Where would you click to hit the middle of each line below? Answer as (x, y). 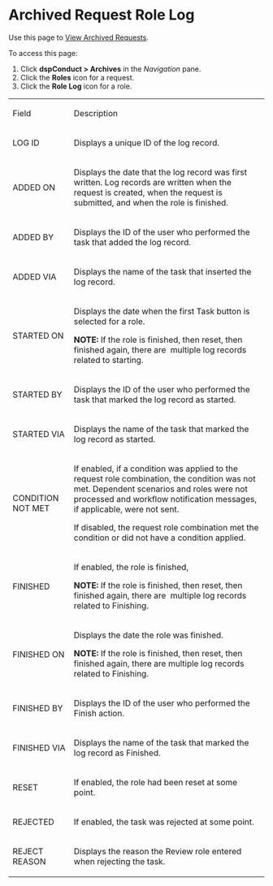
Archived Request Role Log (102, 15)
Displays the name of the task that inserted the (162, 271)
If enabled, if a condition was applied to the (156, 469)
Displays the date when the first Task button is (162, 311)
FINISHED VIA (39, 747)
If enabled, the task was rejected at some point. (164, 822)
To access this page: (43, 53)
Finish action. (99, 713)
